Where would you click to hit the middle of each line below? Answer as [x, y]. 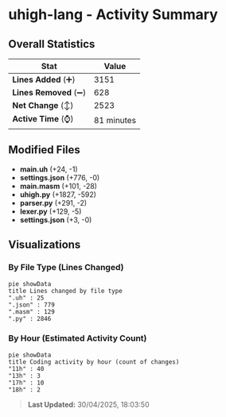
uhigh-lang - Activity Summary [113, 15]
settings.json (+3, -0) [56, 219]
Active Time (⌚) [43, 119]
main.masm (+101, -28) [58, 186]
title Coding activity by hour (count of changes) [94, 362]
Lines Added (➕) [44, 79]
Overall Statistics [52, 44]
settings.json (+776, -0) [60, 177]
